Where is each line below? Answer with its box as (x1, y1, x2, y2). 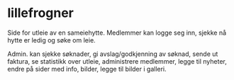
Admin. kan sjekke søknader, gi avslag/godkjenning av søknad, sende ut (7, 50, 218, 58)
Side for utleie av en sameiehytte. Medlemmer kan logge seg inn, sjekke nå (7, 28, 227, 37)
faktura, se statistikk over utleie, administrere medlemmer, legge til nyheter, (7, 57, 227, 65)
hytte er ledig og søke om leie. (7, 35, 96, 44)
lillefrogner (7, 5, 74, 21)
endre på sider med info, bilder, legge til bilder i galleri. (7, 64, 167, 73)
